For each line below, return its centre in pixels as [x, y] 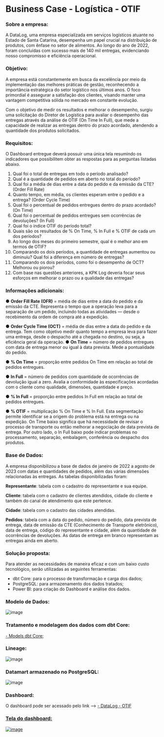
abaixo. [13, 164]
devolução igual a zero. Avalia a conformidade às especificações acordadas [82, 382]
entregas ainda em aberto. [32, 540]
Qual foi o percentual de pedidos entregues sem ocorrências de [77, 216]
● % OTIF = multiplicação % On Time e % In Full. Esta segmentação [74, 411]
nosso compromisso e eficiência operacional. [51, 56]
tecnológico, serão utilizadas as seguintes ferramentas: [61, 569]
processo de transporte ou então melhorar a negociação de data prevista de [82, 427]
